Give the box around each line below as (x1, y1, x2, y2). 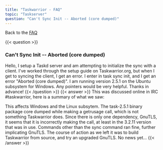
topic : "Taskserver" (5, 12, 47, 17)
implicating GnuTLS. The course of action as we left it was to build (5, 129, 139, 135)
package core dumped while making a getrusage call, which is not (5, 108, 139, 114)
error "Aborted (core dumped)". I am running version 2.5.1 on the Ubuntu (5, 78, 151, 84)
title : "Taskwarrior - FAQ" (5, 7, 63, 12)
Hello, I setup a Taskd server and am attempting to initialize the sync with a (5, 62, 156, 69)
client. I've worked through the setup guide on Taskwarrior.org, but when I (5, 68, 155, 74)
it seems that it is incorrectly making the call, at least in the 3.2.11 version (5, 119, 152, 125)
